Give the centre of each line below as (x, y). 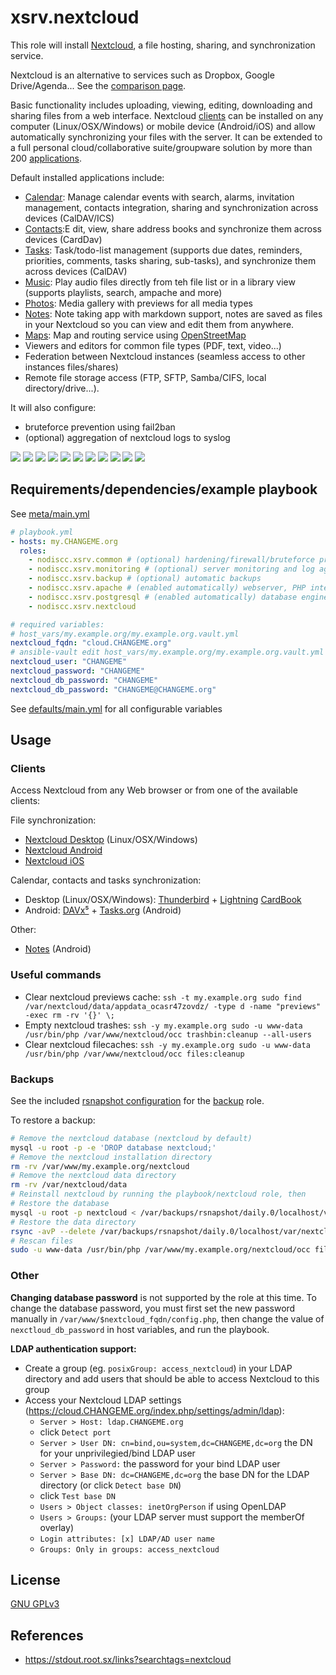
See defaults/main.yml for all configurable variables (116, 708)
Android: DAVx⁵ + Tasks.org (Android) (103, 910)
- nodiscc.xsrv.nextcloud (82, 606)
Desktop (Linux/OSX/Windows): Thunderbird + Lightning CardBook (163, 900)
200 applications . (46, 158)
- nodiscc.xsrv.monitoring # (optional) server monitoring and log (171, 569)
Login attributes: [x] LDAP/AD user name (127, 1539)
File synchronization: (53, 820)
